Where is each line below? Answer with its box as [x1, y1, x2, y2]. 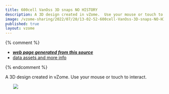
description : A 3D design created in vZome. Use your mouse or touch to [5, 12, 163, 17]
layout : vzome [5, 26, 35, 31]
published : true [5, 21, 39, 26]
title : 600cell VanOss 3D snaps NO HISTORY [5, 7, 98, 12]
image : [5, 16, 19, 21]
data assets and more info [12, 54, 67, 60]
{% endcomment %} [5, 64, 48, 70]
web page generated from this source [12, 49, 94, 55]
